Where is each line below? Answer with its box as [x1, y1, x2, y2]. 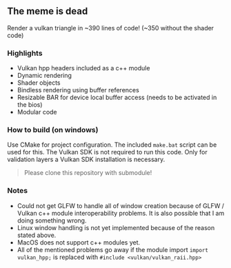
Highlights [7, 48, 43, 58]
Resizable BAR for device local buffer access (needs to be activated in [17, 93, 217, 102]
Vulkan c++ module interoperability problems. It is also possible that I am [17, 209, 225, 217]
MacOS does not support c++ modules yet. [17, 238, 141, 247]
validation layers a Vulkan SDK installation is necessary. [7, 155, 165, 164]
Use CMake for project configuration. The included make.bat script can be [7, 141, 217, 149]
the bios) [17, 101, 43, 109]
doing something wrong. [17, 216, 87, 225]
